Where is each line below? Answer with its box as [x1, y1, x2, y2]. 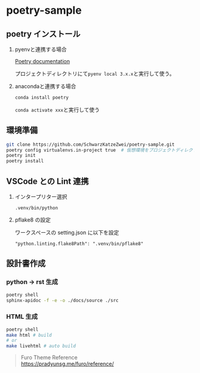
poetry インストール [6, 29, 81, 39]
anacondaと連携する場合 [14, 83, 76, 90]
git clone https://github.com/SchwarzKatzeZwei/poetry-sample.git [6, 141, 175, 147]
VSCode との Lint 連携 [6, 176, 89, 186]
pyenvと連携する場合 [14, 46, 67, 53]
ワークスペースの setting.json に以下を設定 [14, 229, 119, 236]
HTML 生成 [6, 313, 38, 321]
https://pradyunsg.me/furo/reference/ [20, 360, 115, 368]
